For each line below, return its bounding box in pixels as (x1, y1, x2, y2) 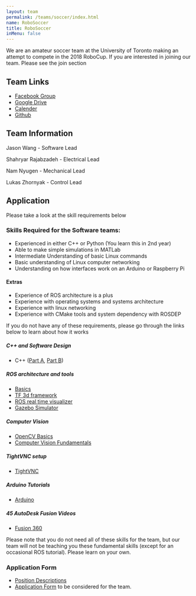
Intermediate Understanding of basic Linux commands (14, 252, 148, 259)
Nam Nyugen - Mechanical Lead (6, 167, 86, 174)
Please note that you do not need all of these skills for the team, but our (6, 536, 180, 543)
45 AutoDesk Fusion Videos (6, 510, 76, 517)
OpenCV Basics (14, 432, 53, 440)
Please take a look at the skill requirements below (6, 212, 126, 219)
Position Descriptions (14, 577, 67, 584)
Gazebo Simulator (14, 404, 58, 411)
